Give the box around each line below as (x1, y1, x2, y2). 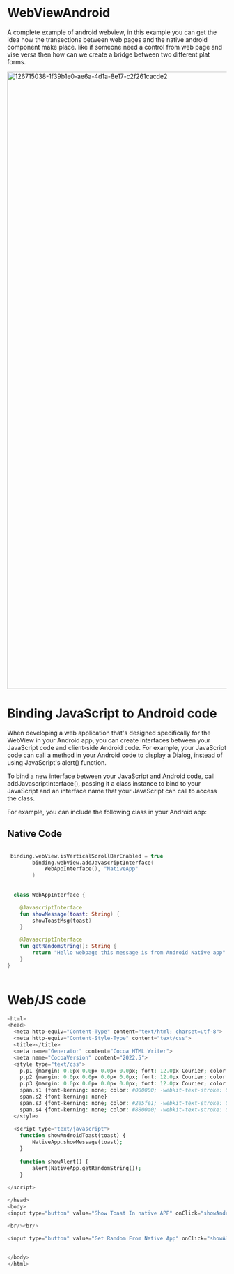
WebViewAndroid (7, 5, 111, 21)
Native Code (7, 828, 63, 840)
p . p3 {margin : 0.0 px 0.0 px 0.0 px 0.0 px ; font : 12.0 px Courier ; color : (19, 1081, 229, 1088)
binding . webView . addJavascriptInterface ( (32, 859, 155, 866)
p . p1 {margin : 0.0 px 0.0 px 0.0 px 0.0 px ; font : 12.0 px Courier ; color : (19, 1067, 229, 1074)
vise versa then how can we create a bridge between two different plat (7, 50, 210, 59)
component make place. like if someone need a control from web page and (7, 43, 223, 51)
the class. (7, 794, 36, 803)
